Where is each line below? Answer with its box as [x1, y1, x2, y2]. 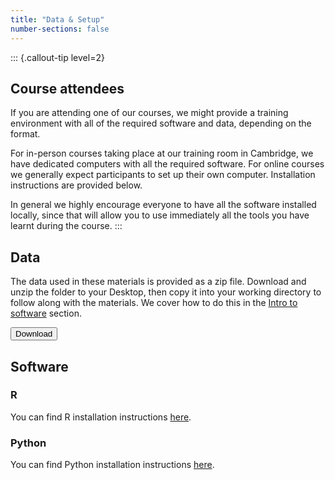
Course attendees [10, 80, 125, 97]
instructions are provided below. [10, 179, 143, 191]
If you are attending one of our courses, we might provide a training [10, 107, 289, 119]
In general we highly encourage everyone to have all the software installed [10, 199, 317, 211]
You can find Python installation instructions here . [10, 459, 215, 471]
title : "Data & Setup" [10, 14, 105, 25]
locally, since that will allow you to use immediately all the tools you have [10, 209, 310, 221]
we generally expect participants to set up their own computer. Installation [10, 169, 316, 181]
